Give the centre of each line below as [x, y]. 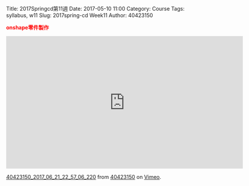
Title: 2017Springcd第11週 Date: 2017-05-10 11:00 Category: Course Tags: [96, 9]
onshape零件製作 [28, 27]
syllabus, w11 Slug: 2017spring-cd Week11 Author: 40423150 [80, 15]
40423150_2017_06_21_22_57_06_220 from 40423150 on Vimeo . [84, 177]
